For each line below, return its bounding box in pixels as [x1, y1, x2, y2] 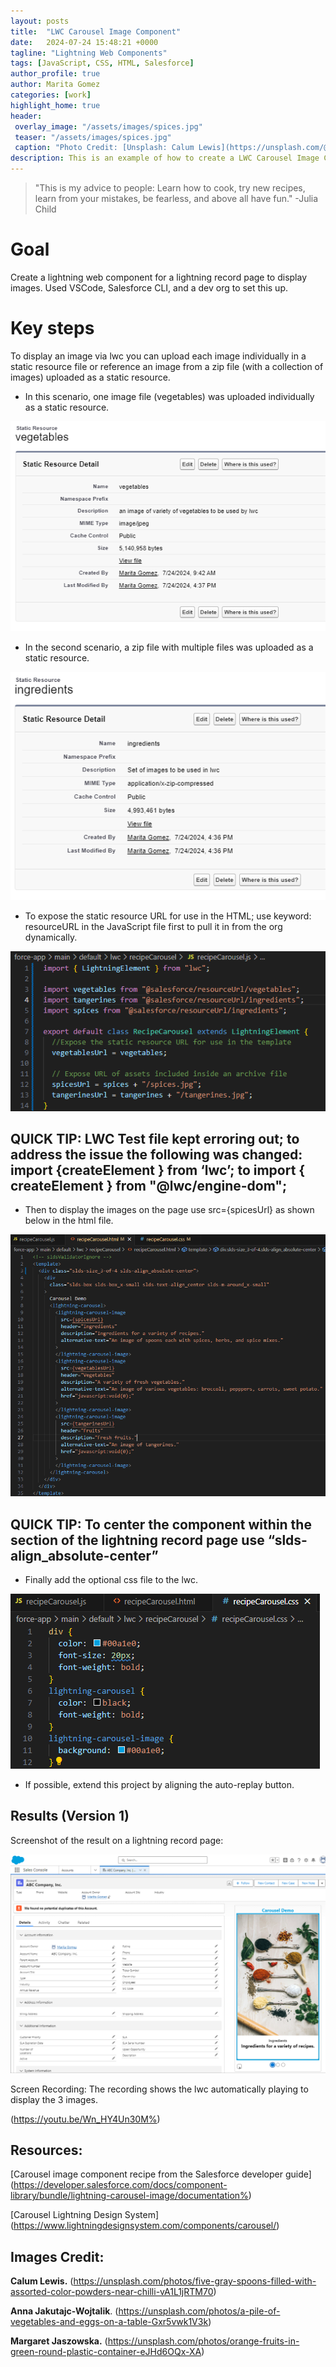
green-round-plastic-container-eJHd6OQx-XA [10, 2346, 202, 2358]
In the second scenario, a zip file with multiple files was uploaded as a [24, 641, 314, 653]
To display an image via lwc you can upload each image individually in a [10, 350, 307, 362]
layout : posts [10, 16, 70, 26]
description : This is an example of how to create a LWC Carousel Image [10, 153, 320, 164]
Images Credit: [10, 2248, 105, 2265]
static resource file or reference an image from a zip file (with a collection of [10, 360, 324, 372]
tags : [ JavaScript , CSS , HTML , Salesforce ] [10, 58, 195, 69]
